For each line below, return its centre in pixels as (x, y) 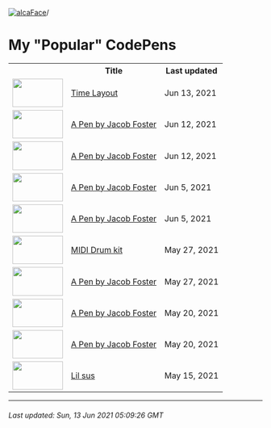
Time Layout (95, 93)
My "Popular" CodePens (92, 45)
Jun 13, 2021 (190, 93)
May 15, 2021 (192, 376)
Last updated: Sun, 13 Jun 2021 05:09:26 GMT (86, 415)
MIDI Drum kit (97, 250)
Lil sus (83, 376)
